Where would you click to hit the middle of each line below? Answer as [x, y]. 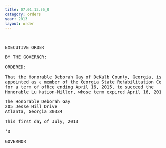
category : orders [23, 14]
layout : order [20, 24]
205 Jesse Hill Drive [31, 107]
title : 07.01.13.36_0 [27, 10]
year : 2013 [16, 19]
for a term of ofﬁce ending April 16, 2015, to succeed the [80, 87]
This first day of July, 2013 [42, 122]
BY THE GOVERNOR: [26, 57]
